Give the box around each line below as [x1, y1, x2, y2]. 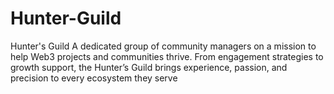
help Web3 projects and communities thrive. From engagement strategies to [10, 50, 324, 62]
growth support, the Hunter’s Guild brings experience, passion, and [10, 61, 288, 73]
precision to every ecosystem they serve [10, 72, 178, 84]
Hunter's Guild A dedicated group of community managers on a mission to [10, 40, 317, 52]
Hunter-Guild [10, 7, 122, 30]
